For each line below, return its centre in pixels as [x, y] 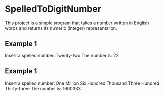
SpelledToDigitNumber [53, 9]
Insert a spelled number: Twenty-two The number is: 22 [62, 55]
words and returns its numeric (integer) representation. [61, 28]
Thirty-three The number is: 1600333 [43, 88]
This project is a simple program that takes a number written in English [77, 23]
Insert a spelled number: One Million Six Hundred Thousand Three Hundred [82, 83]
